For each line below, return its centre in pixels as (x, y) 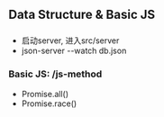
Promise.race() (49, 103)
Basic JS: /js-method (55, 74)
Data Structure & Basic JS (82, 15)
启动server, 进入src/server (70, 40)
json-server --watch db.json (74, 51)
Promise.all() (45, 94)
